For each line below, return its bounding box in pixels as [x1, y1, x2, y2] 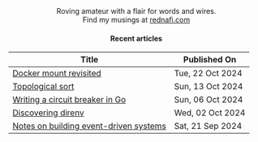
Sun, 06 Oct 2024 [174, 94, 243, 105]
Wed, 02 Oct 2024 [174, 107, 246, 118]
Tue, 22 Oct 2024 [174, 67, 243, 79]
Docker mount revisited [12, 67, 101, 79]
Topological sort [12, 81, 75, 93]
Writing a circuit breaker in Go [12, 94, 127, 105]
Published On [183, 54, 237, 66]
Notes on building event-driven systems [12, 120, 166, 131]
